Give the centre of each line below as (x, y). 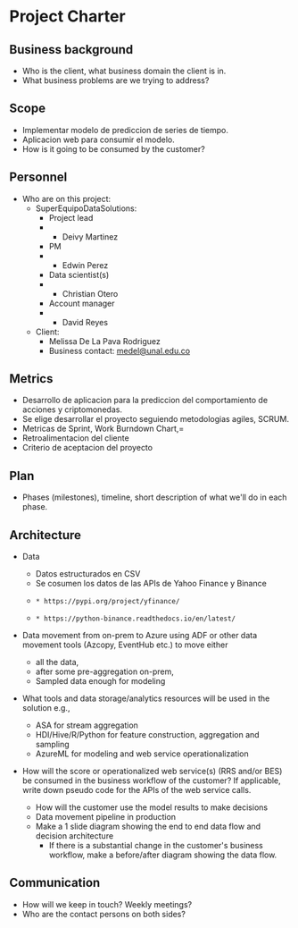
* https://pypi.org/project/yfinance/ (108, 602)
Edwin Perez (85, 265)
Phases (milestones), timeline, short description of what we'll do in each (154, 497)
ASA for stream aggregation (87, 725)
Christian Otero (90, 293)
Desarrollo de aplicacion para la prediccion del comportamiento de (145, 401)
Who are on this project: (66, 198)
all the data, (57, 662)
